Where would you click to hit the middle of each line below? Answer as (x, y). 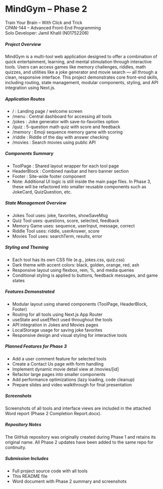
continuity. (16, 447)
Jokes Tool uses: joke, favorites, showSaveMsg (60, 215)
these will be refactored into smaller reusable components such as (79, 186)
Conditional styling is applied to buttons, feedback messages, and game (85, 275)
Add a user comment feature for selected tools (59, 358)
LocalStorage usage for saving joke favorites (57, 330)
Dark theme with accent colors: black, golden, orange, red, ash (76, 265)
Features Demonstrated (30, 291)
